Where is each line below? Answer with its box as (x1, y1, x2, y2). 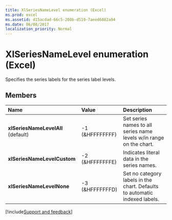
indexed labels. (122, 195, 160, 203)
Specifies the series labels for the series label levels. (5, 76, 116, 82)
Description (122, 106, 153, 113)
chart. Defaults (122, 183, 159, 190)
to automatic (122, 189, 154, 196)
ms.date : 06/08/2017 (5, 21, 50, 27)
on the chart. (122, 140, 154, 147)
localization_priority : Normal (5, 27, 72, 32)
